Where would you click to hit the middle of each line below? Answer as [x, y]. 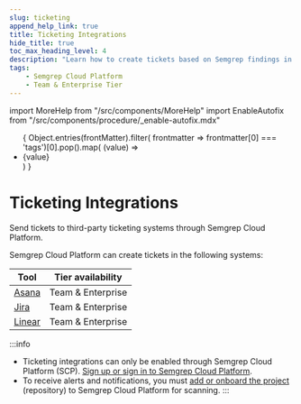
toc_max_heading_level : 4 [58, 51]
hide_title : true [42, 43]
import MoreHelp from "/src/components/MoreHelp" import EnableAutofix [147, 110]
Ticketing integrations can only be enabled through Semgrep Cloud [147, 361]
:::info [20, 344]
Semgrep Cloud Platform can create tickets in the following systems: [137, 254]
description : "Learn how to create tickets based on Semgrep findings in [151, 60]
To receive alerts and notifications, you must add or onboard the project [156, 381]
